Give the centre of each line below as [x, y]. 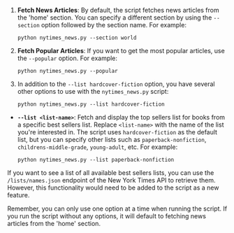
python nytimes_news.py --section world [77, 38]
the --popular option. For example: [67, 58]
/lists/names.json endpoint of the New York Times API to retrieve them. [111, 180]
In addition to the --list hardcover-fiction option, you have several [116, 84]
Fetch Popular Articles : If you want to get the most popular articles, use [121, 51]
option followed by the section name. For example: [114, 25]
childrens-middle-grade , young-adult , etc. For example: [97, 147]
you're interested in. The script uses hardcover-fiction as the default [117, 132]
